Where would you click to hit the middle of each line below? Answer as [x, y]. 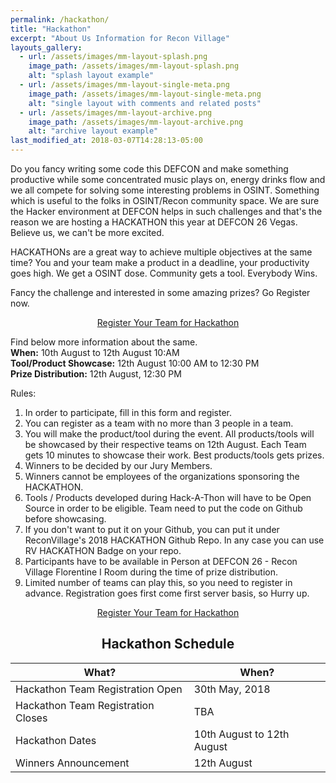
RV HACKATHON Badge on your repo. [103, 550]
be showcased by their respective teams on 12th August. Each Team [165, 444]
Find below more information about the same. [104, 342]
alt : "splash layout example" [91, 76]
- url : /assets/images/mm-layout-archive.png [116, 112]
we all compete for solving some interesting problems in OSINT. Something [165, 190]
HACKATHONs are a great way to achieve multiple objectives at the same [161, 252]
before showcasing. [65, 519]
